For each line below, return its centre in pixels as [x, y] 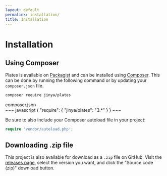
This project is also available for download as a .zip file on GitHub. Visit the [84, 157]
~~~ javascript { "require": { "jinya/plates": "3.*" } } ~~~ [63, 110]
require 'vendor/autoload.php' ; [39, 129]
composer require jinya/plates [38, 95]
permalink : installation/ [32, 15]
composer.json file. [24, 86]
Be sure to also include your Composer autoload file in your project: [75, 120]
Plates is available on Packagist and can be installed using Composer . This [82, 75]
